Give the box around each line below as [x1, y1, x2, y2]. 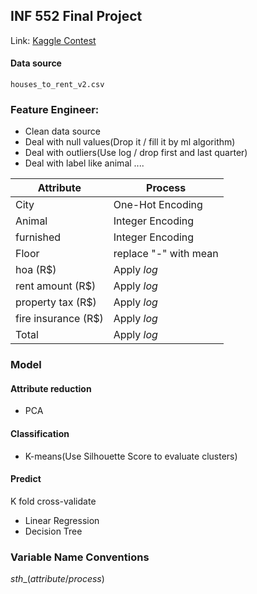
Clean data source [24, 125, 101, 138]
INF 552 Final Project [10, 8, 143, 25]
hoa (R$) [15, 263, 57, 277]
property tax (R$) [15, 295, 97, 309]
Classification [10, 428, 70, 440]
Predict [10, 473, 42, 485]
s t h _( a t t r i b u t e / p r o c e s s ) [10, 573, 105, 585]
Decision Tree [24, 525, 83, 537]
